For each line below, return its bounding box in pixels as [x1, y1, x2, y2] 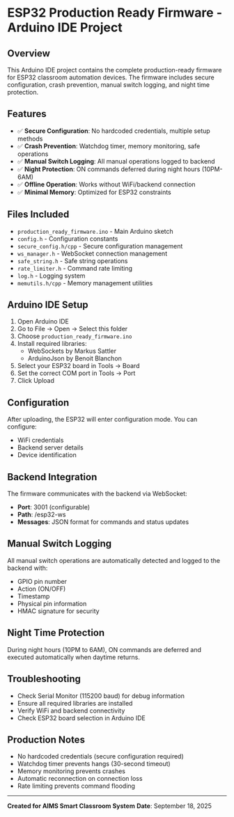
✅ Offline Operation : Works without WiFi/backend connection [17, 180, 196, 189]
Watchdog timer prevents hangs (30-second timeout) [17, 760, 171, 768]
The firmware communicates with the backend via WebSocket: [7, 489, 187, 498]
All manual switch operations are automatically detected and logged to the [7, 556, 221, 564]
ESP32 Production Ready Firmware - [7, 5, 223, 21]
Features [7, 108, 47, 120]
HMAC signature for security [17, 607, 100, 615]
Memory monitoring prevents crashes [17, 767, 125, 775]
